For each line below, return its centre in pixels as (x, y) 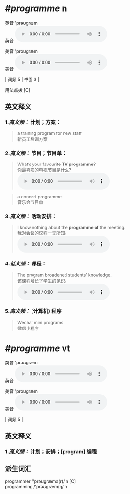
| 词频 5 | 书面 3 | (22, 79)
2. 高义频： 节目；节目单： (36, 153)
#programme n (36, 9)
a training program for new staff (49, 133)
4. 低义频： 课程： (26, 264)
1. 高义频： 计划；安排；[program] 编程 (51, 452)
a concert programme (39, 196)
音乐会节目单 (30, 202)
